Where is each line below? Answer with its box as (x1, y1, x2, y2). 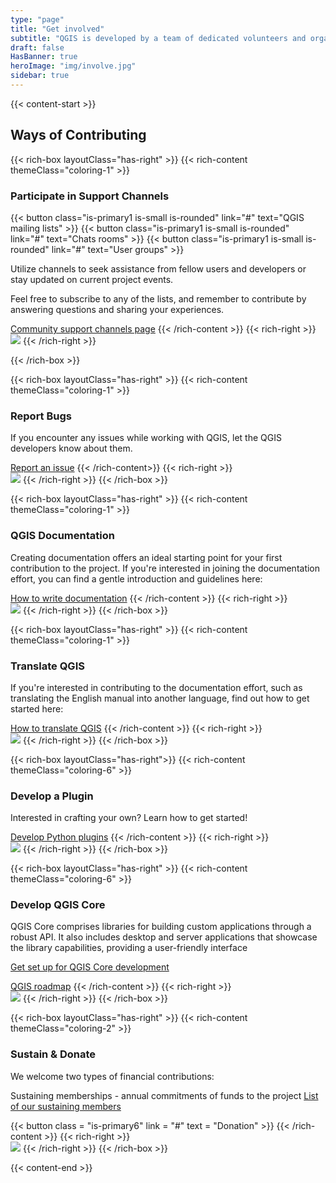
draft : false (10, 42, 65, 53)
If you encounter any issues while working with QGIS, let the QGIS (10, 432, 282, 444)
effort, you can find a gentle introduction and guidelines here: (10, 572, 263, 585)
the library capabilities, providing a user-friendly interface (10, 942, 248, 954)
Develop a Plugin (10, 789, 94, 803)
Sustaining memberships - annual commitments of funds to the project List (10, 1089, 319, 1101)
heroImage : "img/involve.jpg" (10, 61, 137, 71)
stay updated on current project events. (10, 273, 174, 285)
